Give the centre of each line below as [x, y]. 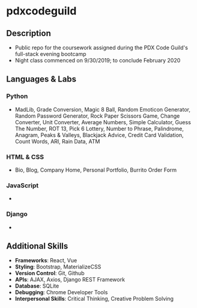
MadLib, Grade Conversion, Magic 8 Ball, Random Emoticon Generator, [103, 109]
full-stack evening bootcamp [50, 54]
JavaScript [23, 186]
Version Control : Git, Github [50, 273]
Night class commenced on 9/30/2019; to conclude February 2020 [98, 60]
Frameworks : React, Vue [46, 261]
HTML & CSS [25, 157]
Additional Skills [37, 246]
